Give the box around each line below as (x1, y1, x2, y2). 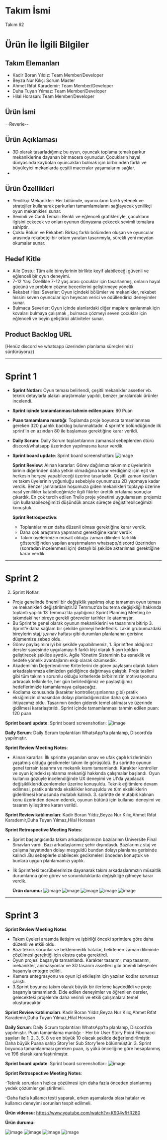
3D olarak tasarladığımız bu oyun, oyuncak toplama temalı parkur (12, 149, 146, 155)
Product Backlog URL (5, 330, 72, 339)
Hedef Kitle (5, 255, 41, 263)
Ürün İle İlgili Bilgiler (5, 39, 89, 50)
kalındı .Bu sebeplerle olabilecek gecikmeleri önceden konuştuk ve (12, 852, 149, 858)
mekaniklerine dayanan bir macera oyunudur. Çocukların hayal (12, 154, 141, 160)
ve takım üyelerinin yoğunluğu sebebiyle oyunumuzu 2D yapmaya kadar (12, 478, 160, 484)
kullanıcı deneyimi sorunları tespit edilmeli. (5, 1100, 92, 1106)
